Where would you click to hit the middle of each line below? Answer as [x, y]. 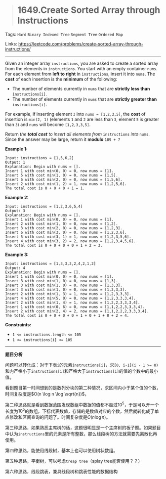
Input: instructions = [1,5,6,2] [40, 158]
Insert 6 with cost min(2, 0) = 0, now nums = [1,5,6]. [64, 179]
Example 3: [17, 255]
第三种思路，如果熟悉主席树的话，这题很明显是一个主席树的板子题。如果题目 [83, 428]
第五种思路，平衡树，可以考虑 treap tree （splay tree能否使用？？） [74, 461]
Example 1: [17, 149]
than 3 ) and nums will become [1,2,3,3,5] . [48, 124]
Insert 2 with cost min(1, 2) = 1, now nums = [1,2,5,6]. [66, 184]
